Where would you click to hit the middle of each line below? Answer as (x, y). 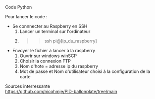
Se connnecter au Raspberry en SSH (50, 26)
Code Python (19, 7)
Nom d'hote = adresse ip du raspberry (59, 66)
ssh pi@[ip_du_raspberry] (71, 41)
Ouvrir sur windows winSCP (48, 56)
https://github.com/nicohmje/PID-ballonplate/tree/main (61, 91)
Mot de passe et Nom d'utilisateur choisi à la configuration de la (85, 71)
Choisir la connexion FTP (45, 61)
